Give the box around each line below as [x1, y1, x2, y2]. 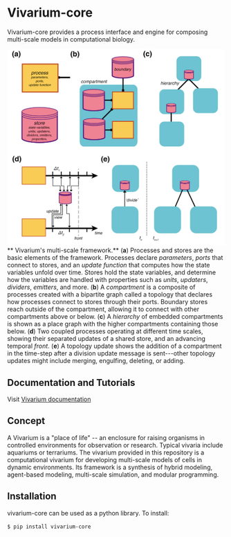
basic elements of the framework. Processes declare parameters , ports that [7, 254, 223, 262]
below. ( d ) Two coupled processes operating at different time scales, [7, 327, 203, 335]
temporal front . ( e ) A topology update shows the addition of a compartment [7, 342, 223, 351]
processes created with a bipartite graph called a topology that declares [7, 290, 213, 299]
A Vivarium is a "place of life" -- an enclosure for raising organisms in [7, 433, 205, 441]
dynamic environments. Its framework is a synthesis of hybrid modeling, [7, 463, 213, 471]
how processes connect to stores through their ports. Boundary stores [7, 298, 208, 306]
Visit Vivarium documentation [7, 395, 91, 403]
